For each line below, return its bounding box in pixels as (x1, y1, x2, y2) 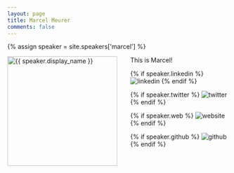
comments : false (7, 23, 55, 30)
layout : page (7, 10, 46, 18)
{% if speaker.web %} (130, 111, 194, 120)
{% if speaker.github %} (130, 132, 200, 141)
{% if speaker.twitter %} (130, 90, 200, 99)
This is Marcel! (130, 56, 173, 64)
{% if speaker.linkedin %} (130, 69, 204, 78)
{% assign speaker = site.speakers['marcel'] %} (7, 43, 146, 51)
